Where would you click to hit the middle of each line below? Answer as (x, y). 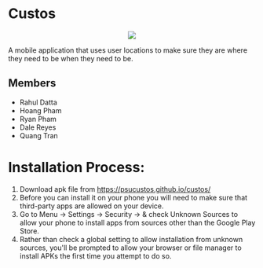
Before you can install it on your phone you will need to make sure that (133, 197)
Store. (29, 231)
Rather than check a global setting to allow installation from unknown (131, 239)
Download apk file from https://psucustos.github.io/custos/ (115, 189)
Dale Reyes (38, 127)
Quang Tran (39, 135)
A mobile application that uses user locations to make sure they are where (128, 50)
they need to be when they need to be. (71, 58)
